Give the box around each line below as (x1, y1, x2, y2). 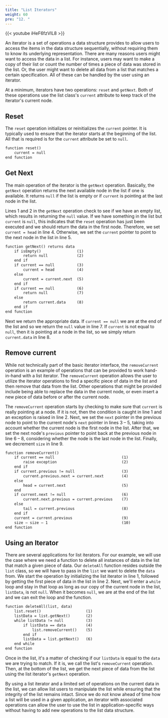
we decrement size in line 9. (5, 441, 64, 447)
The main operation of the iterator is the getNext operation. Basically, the (5, 182, 155, 188)
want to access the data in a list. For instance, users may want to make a (5, 56, 155, 62)
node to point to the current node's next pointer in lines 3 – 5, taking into (5, 419, 154, 425)
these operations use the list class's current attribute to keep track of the (5, 92, 156, 98)
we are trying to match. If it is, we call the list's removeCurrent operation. (5, 660, 153, 666)
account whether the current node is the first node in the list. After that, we (5, 425, 159, 431)
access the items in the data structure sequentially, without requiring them (5, 46, 158, 52)
